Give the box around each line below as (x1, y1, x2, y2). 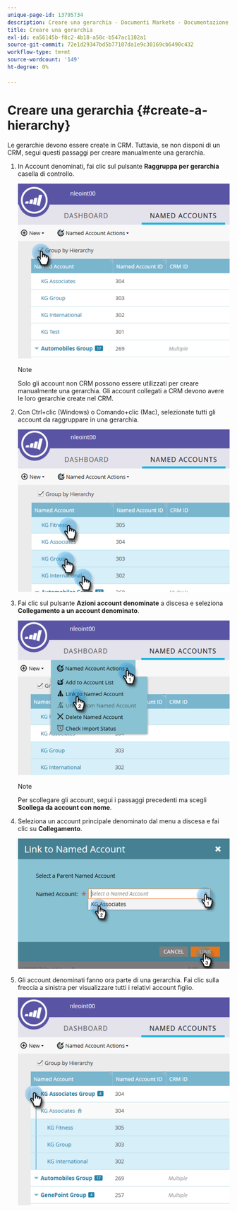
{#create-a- (136, 102, 208, 118)
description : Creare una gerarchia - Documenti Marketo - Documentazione (7, 18, 229, 26)
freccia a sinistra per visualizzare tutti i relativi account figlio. (17, 983, 194, 991)
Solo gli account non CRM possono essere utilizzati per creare (17, 378, 199, 388)
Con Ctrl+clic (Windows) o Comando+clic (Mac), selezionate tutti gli (17, 407, 217, 416)
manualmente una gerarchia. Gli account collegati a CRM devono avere (17, 386, 224, 395)
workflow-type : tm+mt (7, 49, 71, 56)
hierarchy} (7, 117, 71, 133)
